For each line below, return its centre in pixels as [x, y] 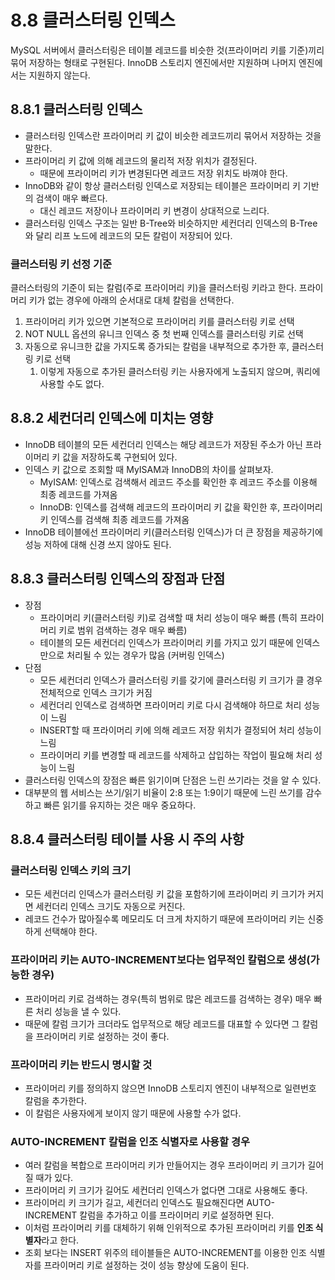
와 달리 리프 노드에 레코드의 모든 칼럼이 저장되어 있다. [128, 235]
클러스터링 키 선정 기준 [61, 264]
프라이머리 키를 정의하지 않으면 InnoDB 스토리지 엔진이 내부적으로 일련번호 [170, 1088]
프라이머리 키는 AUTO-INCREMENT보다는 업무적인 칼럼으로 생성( [160, 960]
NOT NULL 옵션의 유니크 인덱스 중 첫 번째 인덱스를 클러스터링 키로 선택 [164, 334]
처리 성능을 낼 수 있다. [78, 1011]
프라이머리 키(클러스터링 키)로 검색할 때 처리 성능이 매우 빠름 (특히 [168, 617]
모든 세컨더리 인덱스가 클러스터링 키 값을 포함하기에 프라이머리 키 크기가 [165, 894]
